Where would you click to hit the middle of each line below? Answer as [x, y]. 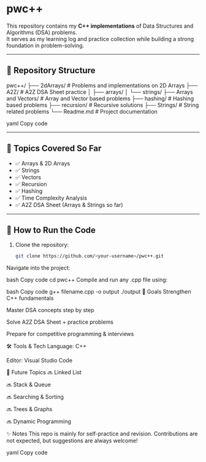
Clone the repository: [42, 245]
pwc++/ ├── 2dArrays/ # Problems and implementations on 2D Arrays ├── [102, 85]
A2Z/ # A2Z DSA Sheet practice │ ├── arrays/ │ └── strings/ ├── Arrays [100, 92]
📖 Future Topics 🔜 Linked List [44, 372]
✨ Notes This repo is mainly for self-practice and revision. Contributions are [102, 434]
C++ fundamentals [30, 298]
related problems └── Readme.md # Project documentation [82, 111]
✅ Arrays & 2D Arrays [43, 163]
